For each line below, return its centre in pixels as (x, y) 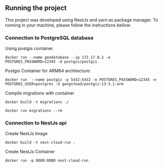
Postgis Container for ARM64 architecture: (48, 71)
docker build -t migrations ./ (37, 102)
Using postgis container (29, 48)
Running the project (36, 8)
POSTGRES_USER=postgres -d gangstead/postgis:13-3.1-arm (64, 84)
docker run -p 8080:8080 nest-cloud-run (47, 161)
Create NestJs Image (26, 134)
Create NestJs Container (30, 152)
